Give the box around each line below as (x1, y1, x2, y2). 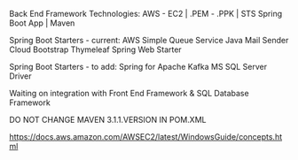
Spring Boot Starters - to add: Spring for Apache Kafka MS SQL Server (9, 62, 268, 72)
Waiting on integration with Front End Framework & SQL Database (9, 88, 250, 98)
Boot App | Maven (9, 18, 75, 28)
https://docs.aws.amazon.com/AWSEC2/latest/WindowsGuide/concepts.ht (9, 132, 282, 141)
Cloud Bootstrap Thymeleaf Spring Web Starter (9, 44, 182, 55)
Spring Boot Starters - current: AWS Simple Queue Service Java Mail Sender (9, 35, 289, 45)
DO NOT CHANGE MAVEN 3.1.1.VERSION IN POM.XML (9, 115, 207, 125)
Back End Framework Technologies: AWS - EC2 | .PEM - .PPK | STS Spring (9, 9, 282, 19)
